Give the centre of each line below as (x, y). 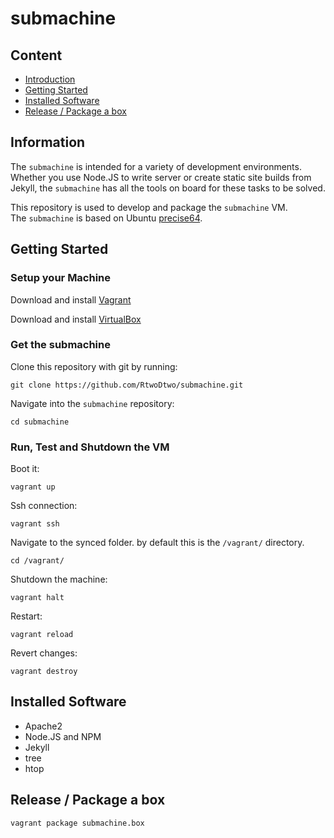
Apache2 (43, 726)
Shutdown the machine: (59, 579)
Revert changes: (44, 653)
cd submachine (40, 422)
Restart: (26, 616)
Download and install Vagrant (71, 299)
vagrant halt (37, 598)
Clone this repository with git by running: (94, 366)
